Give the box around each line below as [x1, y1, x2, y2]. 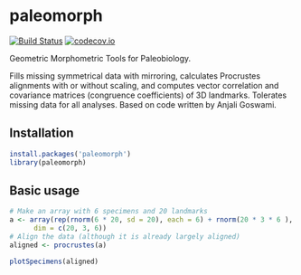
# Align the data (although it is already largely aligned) [9, 232, 241, 241]
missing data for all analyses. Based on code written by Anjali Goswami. [9, 99, 277, 109]
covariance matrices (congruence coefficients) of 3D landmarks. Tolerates [9, 90, 287, 100]
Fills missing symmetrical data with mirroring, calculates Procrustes [9, 70, 260, 81]
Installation [9, 126, 74, 141]
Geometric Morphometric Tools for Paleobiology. [9, 52, 192, 63]
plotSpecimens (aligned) [9, 257, 99, 266]
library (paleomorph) [9, 157, 88, 167]
